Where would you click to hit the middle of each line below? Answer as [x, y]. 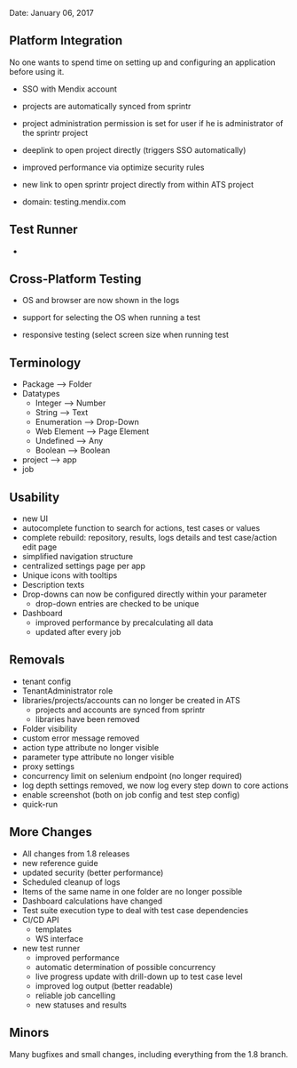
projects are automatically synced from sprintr [106, 106]
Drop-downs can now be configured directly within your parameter [145, 594]
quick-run [40, 804]
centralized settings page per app [84, 566]
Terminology [45, 362]
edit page [39, 547]
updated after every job [78, 632]
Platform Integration [66, 40]
